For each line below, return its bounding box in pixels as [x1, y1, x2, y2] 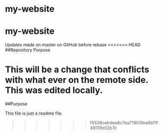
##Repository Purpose [5, 47, 50, 53]
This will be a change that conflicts [5, 64, 150, 75]
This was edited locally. [5, 85, 103, 96]
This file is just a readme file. [5, 111, 63, 116]
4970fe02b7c [90, 125, 117, 131]
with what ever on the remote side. [5, 75, 149, 86]
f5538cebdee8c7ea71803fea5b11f [90, 120, 159, 126]
